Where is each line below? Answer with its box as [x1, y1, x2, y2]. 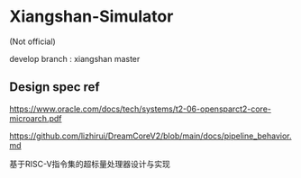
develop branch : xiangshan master [9, 53, 141, 64]
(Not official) [9, 36, 56, 47]
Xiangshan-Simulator [9, 6, 174, 27]
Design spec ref [9, 79, 101, 95]
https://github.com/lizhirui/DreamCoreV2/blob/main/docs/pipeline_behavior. [9, 130, 292, 141]
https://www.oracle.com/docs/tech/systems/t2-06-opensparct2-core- [9, 103, 272, 114]
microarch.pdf [9, 112, 62, 123]
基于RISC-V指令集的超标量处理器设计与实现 [9, 158, 171, 169]
